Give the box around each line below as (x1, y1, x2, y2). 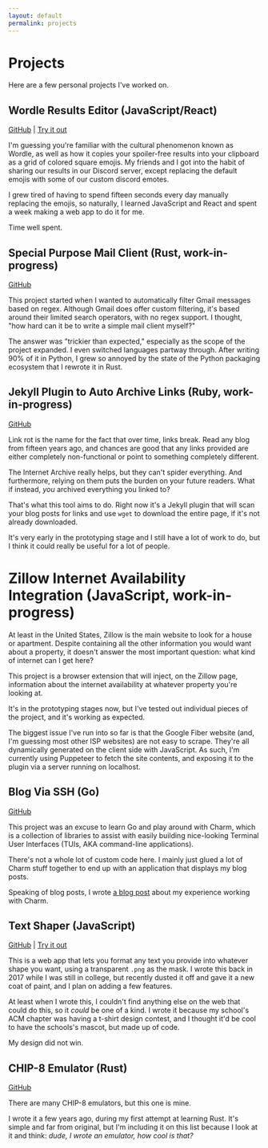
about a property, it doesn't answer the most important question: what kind (8, 647, 256, 657)
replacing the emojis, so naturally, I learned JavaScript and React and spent (8, 198, 258, 209)
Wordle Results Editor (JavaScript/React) (8, 104, 218, 117)
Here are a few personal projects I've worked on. (8, 80, 170, 90)
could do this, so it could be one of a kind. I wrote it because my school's (8, 1005, 250, 1016)
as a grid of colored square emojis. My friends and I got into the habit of (8, 157, 246, 167)
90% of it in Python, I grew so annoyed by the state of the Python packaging (8, 354, 261, 364)
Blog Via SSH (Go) (8, 785, 100, 799)
